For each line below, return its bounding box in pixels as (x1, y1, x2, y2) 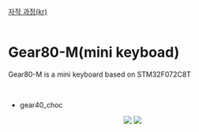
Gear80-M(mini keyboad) (8, 43, 180, 62)
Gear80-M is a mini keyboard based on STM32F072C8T (8, 70, 192, 79)
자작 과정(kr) (8, 7, 47, 16)
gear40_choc (19, 100, 63, 109)
